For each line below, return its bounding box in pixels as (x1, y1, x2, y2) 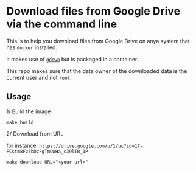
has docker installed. (6, 44, 58, 51)
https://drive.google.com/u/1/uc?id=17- (39, 143, 143, 149)
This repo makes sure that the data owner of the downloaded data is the (6, 67, 187, 74)
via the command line (6, 17, 117, 31)
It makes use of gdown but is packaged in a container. (6, 55, 139, 63)
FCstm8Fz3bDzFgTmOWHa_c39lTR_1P (6, 148, 88, 155)
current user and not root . (6, 74, 72, 81)
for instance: (6, 142, 38, 149)
